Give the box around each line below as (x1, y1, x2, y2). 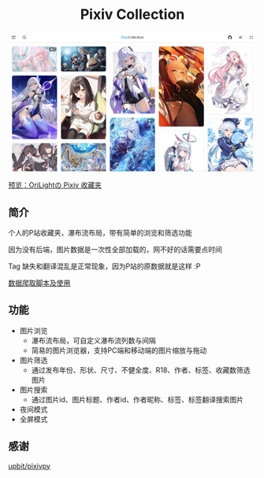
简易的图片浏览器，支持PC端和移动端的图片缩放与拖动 (31, 345, 207, 355)
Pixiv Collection (80, 6, 185, 24)
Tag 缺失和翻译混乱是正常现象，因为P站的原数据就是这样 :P (8, 261, 201, 271)
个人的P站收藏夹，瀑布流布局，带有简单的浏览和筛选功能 (8, 228, 192, 238)
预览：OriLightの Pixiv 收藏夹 (8, 180, 102, 190)
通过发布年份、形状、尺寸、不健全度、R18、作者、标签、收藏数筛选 (31, 365, 251, 375)
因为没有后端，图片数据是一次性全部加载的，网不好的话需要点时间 (8, 245, 222, 254)
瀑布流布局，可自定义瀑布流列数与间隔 (31, 335, 156, 345)
